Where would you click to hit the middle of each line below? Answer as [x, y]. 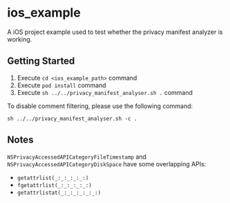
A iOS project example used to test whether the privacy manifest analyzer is [115, 32]
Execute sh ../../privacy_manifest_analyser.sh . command [105, 92]
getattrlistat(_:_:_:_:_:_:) [59, 193]
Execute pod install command [61, 85]
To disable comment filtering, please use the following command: [100, 106]
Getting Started [41, 61]
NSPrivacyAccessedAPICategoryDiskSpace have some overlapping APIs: [107, 164]
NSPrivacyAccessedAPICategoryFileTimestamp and [77, 157]
